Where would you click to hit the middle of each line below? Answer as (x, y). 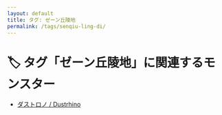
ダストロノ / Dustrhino (49, 105)
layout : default (30, 13)
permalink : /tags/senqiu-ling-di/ (57, 26)
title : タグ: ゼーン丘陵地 (41, 20)
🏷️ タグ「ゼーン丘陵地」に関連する (106, 62)
